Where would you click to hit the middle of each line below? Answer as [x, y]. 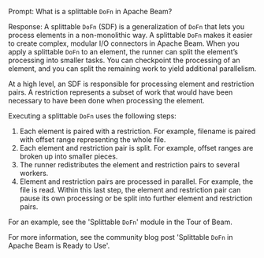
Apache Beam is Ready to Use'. [59, 245]
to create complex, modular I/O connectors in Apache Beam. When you [124, 43]
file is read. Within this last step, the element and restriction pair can [130, 190]
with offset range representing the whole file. [93, 140]
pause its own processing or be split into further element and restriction [136, 198]
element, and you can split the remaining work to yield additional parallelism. [132, 69]
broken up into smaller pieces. [69, 156]
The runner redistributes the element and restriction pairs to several [130, 165]
